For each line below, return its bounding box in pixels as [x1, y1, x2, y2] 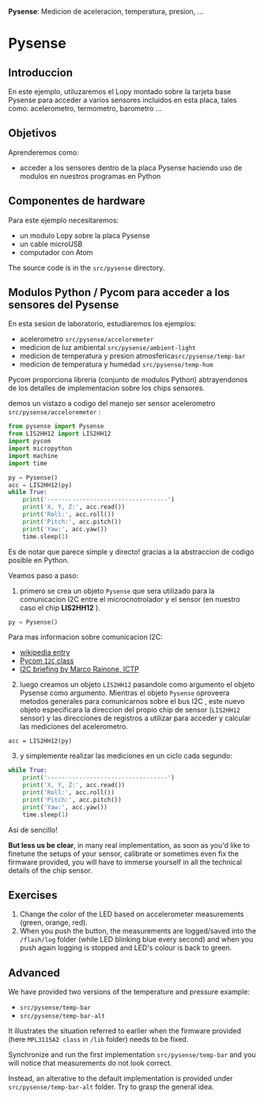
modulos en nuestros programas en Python [19, 171, 161, 181]
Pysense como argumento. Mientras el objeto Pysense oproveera [19, 688, 230, 698]
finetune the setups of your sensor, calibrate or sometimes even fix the [8, 849, 239, 858]
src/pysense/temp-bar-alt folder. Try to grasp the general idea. [8, 1082, 215, 1092]
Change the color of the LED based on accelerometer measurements [19, 910, 244, 919]
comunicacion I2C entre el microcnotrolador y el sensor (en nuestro [19, 594, 241, 604]
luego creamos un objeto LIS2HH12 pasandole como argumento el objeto [19, 680, 255, 690]
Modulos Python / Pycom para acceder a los [8, 286, 231, 299]
